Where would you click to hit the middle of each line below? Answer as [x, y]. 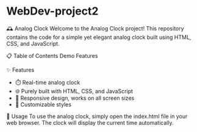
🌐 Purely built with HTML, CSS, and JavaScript [74, 91]
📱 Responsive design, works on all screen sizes [75, 98]
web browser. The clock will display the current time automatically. [90, 122]
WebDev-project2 [52, 11]
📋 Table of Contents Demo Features [52, 55]
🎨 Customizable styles [43, 104]
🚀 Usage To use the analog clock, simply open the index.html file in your [97, 116]
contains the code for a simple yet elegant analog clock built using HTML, [99, 37]
